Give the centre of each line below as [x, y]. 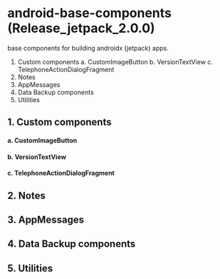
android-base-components [90, 13]
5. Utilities [30, 268]
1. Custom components [59, 122]
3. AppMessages [46, 219]
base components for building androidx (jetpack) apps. [88, 48]
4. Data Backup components [72, 244]
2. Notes [27, 195]
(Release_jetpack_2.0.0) [81, 28]
